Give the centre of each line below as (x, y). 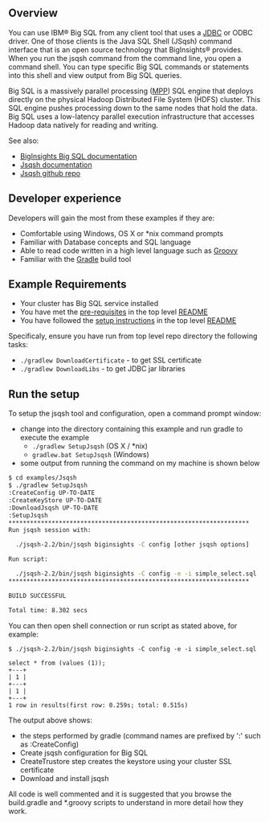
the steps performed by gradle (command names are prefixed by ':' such (140, 735)
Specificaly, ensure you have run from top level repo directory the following (133, 336)
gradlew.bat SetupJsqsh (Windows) (91, 455)
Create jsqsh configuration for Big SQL (84, 752)
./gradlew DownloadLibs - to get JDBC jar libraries (103, 369)
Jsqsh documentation (56, 165)
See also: (24, 141)
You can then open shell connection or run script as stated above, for (123, 625)
